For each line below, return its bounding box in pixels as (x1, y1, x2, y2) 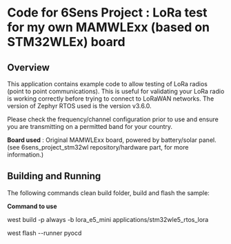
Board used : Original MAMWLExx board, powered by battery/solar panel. (7, 136, 217, 144)
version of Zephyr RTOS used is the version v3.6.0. (7, 102, 152, 110)
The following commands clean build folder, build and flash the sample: (7, 188, 210, 197)
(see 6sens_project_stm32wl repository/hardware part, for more (7, 143, 189, 151)
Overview (7, 61, 50, 73)
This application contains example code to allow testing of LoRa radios (7, 80, 208, 88)
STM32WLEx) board (7, 34, 125, 50)
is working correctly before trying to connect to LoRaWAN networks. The (7, 94, 214, 103)
